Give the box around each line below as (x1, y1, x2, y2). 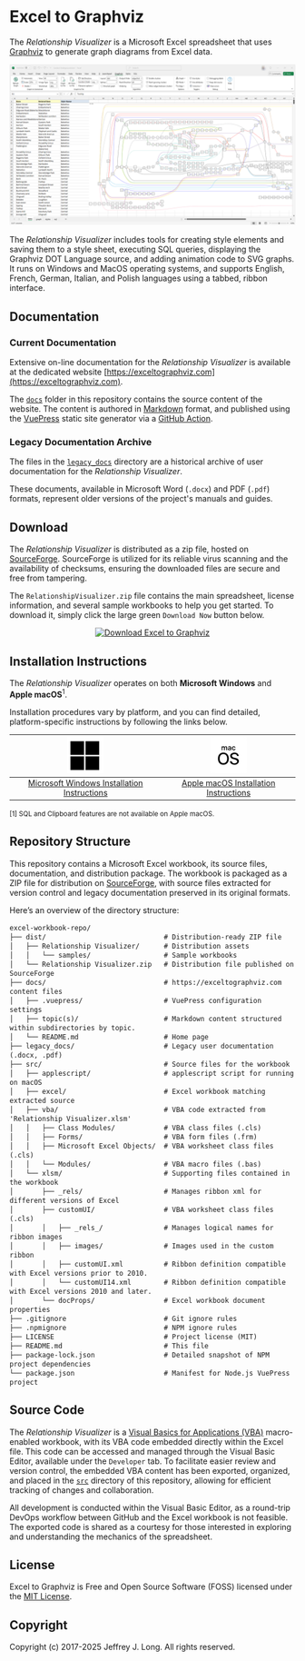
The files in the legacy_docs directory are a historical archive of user (9, 456, 264, 467)
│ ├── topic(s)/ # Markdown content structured (9, 1014, 282, 1023)
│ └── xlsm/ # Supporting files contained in (9, 1169, 290, 1178)
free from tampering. (9, 572, 88, 583)
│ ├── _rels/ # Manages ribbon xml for (9, 1187, 261, 1196)
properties (9, 1305, 51, 1314)
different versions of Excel (9, 1196, 120, 1205)
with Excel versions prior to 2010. (9, 1268, 148, 1278)
